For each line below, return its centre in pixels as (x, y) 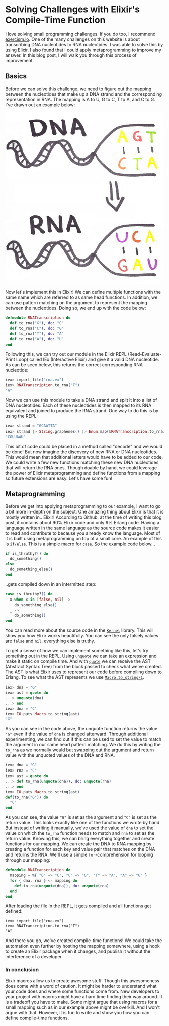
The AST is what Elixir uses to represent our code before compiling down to (83, 672)
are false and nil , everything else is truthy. (50, 641)
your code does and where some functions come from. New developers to (82, 991)
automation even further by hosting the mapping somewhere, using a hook (82, 946)
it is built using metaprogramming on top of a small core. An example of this (83, 538)
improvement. (20, 60)
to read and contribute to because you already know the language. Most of (83, 533)
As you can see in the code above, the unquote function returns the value (81, 729)
